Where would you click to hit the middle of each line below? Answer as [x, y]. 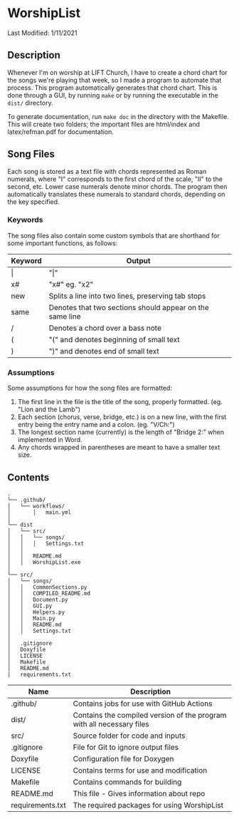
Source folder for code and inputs [129, 736]
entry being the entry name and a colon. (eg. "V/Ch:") [96, 425]
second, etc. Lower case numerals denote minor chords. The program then [117, 186]
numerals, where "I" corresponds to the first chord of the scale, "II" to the [115, 179]
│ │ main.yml [39, 512]
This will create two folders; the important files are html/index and [104, 124]
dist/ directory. [30, 103]
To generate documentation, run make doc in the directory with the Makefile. [118, 116]
